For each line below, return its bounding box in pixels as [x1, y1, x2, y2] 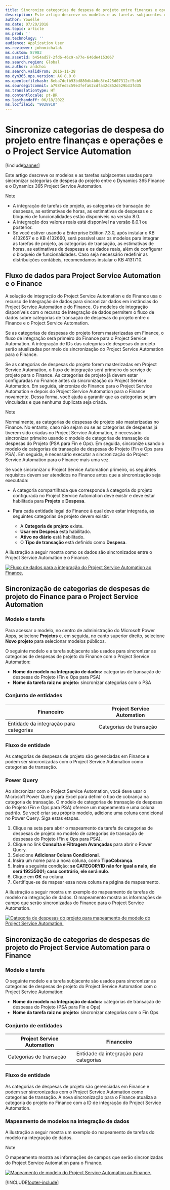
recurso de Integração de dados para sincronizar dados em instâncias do [5, 298, 158, 304]
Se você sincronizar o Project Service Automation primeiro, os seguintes [5, 466, 156, 472]
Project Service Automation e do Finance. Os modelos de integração [5, 304, 148, 310]
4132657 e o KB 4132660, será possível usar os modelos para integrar [12, 235, 159, 242]
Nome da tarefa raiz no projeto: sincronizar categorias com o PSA [12, 679, 152, 686]
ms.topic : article [5, 26, 44, 32]
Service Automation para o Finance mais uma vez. [5, 456, 110, 463]
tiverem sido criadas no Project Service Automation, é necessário [5, 429, 142, 435]
